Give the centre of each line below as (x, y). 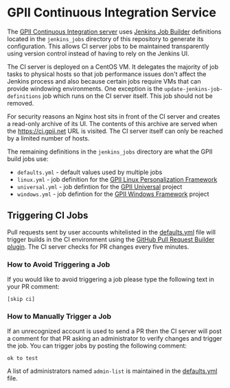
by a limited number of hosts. (48, 138)
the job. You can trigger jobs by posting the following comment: (97, 346)
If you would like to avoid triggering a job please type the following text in (111, 280)
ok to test (23, 359)
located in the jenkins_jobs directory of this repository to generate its (105, 38)
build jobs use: (28, 158)
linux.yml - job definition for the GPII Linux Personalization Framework (117, 179)
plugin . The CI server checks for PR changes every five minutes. (98, 246)
